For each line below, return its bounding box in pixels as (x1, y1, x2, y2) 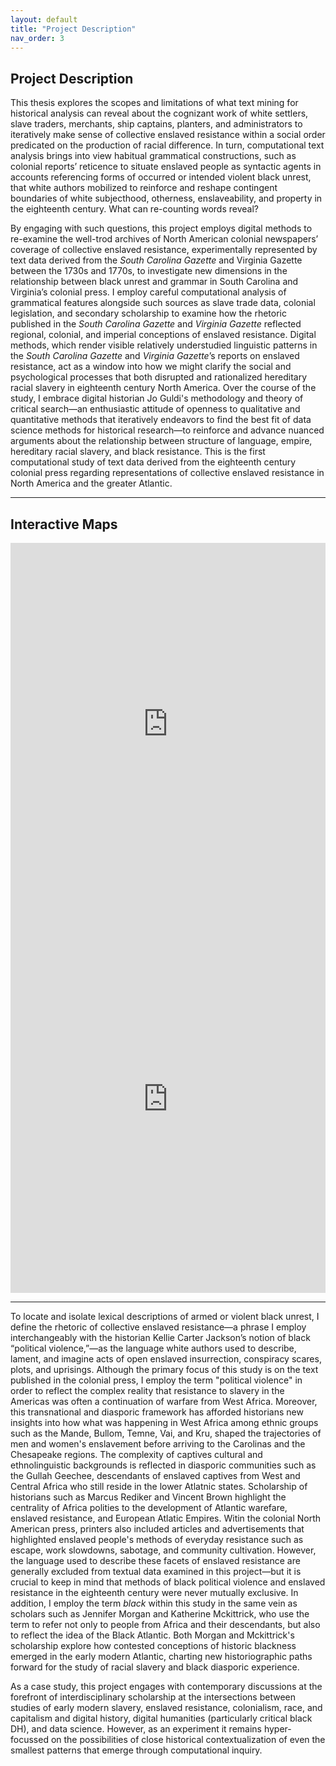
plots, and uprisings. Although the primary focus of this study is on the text (10, 1364, 319, 1375)
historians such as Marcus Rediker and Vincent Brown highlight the (10, 1491, 287, 1503)
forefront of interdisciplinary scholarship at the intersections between (10, 1691, 296, 1703)
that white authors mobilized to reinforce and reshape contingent (10, 182, 278, 194)
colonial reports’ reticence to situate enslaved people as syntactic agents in (10, 161, 322, 173)
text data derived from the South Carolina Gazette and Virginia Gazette (10, 254, 303, 266)
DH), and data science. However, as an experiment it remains (10, 1723, 262, 1735)
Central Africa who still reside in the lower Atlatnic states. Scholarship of (10, 1481, 308, 1492)
